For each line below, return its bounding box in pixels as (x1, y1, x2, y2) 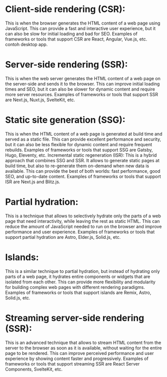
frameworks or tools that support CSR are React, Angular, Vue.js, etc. (5, 36, 148, 42)
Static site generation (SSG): (5, 114, 126, 126)
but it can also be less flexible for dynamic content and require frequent (5, 141, 153, 147)
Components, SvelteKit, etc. (5, 366, 63, 372)
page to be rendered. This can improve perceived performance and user (5, 350, 154, 356)
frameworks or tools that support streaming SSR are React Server (5, 360, 140, 366)
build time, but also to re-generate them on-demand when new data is (5, 163, 150, 169)
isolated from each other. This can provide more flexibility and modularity (5, 279, 156, 285)
